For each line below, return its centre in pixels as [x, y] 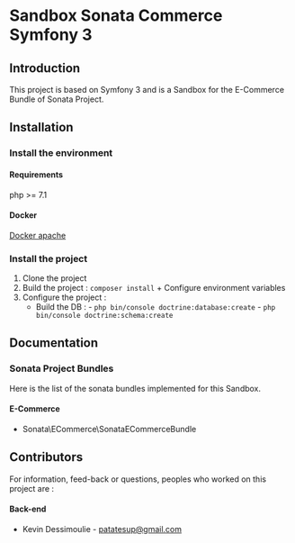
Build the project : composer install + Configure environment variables [154, 288]
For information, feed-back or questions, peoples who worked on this [138, 479]
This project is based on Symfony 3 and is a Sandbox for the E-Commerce [147, 90]
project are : [32, 488]
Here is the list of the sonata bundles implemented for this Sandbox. [135, 388]
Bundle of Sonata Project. [57, 99]
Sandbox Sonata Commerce [116, 16]
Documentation [54, 343]
